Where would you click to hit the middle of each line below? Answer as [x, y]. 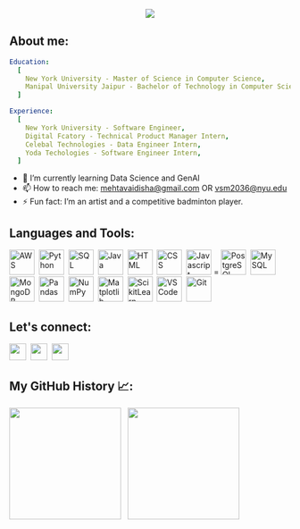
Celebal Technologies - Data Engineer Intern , [113, 144]
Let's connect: [50, 327]
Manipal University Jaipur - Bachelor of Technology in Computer [150, 87]
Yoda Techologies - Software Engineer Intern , [113, 153]
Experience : [31, 112]
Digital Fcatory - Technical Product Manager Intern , [127, 136]
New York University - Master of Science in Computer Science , [146, 79]
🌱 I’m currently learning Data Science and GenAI [111, 178]
